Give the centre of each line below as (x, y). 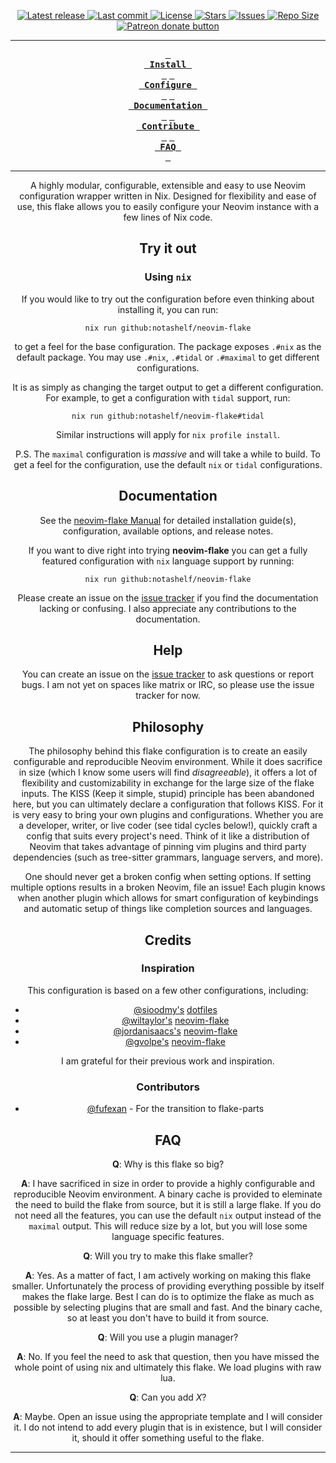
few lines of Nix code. (168, 217)
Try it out (168, 248)
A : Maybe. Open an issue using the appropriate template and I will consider (168, 1416)
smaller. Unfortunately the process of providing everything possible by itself (168, 1286)
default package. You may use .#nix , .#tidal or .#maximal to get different (168, 357)
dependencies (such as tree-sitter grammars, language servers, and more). (168, 857)
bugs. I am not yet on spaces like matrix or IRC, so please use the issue (168, 685)
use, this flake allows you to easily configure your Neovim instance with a (168, 206)
